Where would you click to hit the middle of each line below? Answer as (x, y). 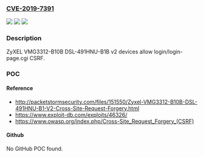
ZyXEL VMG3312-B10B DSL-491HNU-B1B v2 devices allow (80, 51)
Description (24, 38)
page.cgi (17, 58)
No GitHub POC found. (35, 148)
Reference (20, 88)
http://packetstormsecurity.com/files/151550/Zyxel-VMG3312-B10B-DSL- (106, 102)
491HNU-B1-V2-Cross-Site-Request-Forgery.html (77, 108)
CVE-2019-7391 (30, 9)
